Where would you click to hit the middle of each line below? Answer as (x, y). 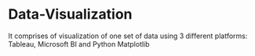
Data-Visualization (70, 14)
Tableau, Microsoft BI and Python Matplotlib (79, 44)
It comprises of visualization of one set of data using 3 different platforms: (128, 36)
